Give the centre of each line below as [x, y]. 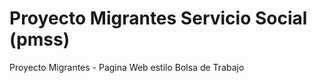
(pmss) [40, 39]
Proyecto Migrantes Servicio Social [158, 18]
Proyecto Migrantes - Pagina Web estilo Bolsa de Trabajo [127, 67]
